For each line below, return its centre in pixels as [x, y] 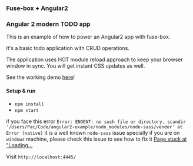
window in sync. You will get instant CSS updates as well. [76, 66]
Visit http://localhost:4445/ [41, 157]
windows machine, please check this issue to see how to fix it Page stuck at [96, 139]
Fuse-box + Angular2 [37, 8]
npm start [27, 111]
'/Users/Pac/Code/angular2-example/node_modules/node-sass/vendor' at [94, 127]
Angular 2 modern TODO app [48, 24]
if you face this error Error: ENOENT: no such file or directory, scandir [96, 121]
